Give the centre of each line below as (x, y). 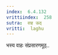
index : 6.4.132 (26, 12)
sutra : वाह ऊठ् (24, 23)
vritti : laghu (25, 28)
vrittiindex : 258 (29, 17)
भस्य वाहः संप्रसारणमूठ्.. (28, 45)
